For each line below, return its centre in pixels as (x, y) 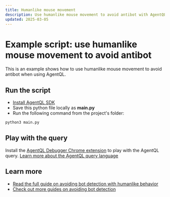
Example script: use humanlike (71, 44)
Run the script (28, 90)
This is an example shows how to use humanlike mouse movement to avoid (83, 69)
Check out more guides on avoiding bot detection (64, 189)
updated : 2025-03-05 (27, 19)
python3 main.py (22, 122)
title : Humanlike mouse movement (40, 10)
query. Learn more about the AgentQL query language (62, 156)
